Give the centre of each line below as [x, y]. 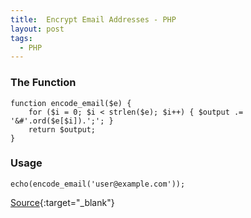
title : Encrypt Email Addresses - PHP [93, 19]
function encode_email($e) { [71, 103]
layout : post [37, 29]
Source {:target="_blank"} [62, 202]
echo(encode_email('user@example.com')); [98, 184]
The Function [43, 83]
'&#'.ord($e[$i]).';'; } [62, 121]
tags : [21, 38]
